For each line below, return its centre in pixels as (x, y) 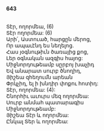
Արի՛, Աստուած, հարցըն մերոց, (49, 39)
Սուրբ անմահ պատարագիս (45, 102)
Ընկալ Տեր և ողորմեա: (37, 121)
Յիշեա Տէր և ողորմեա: (38, 115)
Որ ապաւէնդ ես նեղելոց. (40, 45)
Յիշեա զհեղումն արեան (40, 77)
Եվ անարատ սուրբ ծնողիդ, (44, 71)
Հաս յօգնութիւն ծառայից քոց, (48, 52)
